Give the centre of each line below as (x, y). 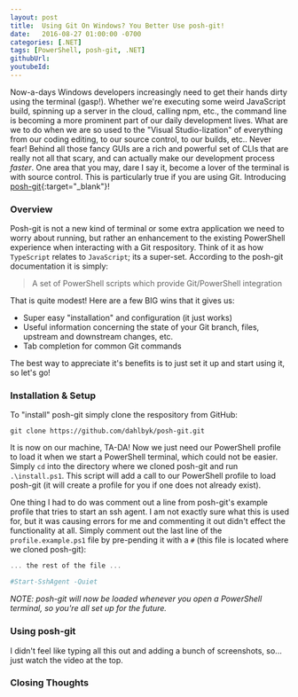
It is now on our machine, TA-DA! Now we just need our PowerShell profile (146, 448)
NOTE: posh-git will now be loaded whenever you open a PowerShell (136, 599)
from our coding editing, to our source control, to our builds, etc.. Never (141, 139)
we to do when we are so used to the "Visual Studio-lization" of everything (146, 129)
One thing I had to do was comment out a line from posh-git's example (139, 503)
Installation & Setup (53, 395)
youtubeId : (30, 67)
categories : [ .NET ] (46, 42)
